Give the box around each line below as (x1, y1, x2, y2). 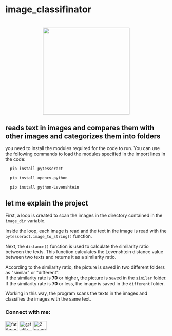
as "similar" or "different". (5, 270, 60, 276)
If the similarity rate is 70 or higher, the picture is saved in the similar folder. (5, 275, 167, 281)
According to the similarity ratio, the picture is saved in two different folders (5, 264, 165, 270)
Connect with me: (5, 309, 51, 316)
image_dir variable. (5, 218, 46, 224)
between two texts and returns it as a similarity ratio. (5, 254, 117, 260)
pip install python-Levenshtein (10, 184, 80, 190)
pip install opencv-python (10, 175, 68, 180)
